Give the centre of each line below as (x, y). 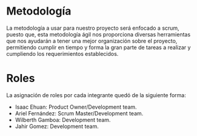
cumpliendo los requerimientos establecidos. (62, 53)
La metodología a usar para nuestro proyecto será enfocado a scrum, (93, 28)
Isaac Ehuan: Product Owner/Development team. (76, 107)
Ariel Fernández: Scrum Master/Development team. (79, 113)
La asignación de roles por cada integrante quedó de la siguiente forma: (96, 95)
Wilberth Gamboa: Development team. (63, 120)
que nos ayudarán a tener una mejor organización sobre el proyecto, (92, 41)
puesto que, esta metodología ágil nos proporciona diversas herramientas (98, 34)
